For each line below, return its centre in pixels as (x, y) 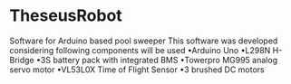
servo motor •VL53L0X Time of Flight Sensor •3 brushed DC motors (137, 70)
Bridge (22, 60)
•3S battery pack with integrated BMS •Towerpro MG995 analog (157, 60)
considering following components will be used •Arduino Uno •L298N (140, 50)
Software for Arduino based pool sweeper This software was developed (144, 41)
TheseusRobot (66, 16)
